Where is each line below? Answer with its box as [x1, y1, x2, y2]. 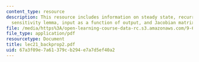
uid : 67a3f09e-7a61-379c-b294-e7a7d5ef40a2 [6, 47, 115, 53]
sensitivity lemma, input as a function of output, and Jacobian [11, 19, 176, 25]
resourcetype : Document [6, 36, 65, 42]
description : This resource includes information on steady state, [6, 14, 176, 20]
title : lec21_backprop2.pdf [6, 42, 76, 48]
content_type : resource [6, 8, 65, 15]
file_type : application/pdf [6, 31, 76, 37]
